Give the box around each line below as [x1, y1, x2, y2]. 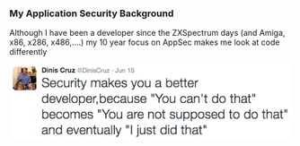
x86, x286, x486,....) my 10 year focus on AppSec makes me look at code [9, 37, 280, 47]
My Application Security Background [9, 7, 174, 20]
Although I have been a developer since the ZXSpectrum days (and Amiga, [9, 28, 286, 39]
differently [9, 47, 48, 57]
